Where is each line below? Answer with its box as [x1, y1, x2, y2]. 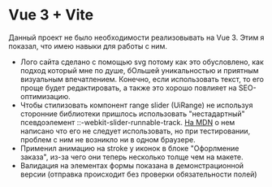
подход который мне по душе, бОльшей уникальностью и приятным [19, 65, 259, 75]
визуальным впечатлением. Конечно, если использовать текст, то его [19, 74, 264, 84]
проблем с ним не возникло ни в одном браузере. [19, 134, 196, 144]
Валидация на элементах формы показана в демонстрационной [19, 160, 244, 170]
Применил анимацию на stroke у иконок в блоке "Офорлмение [19, 143, 240, 153]
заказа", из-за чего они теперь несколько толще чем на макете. [19, 152, 244, 162]
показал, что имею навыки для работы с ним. [8, 41, 168, 50]
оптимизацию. [19, 91, 71, 101]
